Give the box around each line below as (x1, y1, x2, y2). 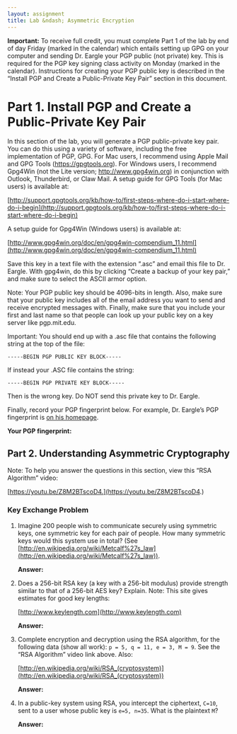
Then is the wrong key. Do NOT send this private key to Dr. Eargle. (7, 392, 200, 401)
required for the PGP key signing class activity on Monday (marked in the (7, 59, 221, 67)
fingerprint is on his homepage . (7, 413, 99, 422)
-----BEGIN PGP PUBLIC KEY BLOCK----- (7, 353, 122, 361)
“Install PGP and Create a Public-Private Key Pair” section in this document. (7, 74, 228, 82)
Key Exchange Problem (7, 505, 89, 515)
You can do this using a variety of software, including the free (7, 144, 187, 153)
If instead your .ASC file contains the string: (7, 366, 134, 374)
